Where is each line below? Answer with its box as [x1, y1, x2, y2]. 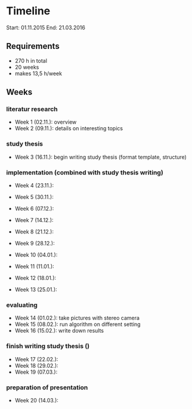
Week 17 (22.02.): [14, 355, 58, 362]
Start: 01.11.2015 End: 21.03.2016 [6, 24, 85, 31]
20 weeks [14, 63, 39, 70]
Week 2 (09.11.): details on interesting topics [14, 125, 123, 132]
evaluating [6, 300, 38, 309]
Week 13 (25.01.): [14, 286, 58, 293]
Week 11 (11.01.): [14, 263, 55, 270]
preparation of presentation [6, 383, 88, 392]
